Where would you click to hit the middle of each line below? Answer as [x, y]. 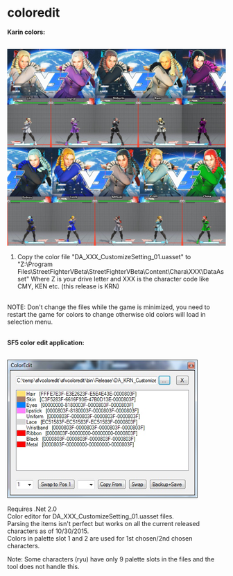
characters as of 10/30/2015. [48, 531]
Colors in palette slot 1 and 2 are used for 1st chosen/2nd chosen [100, 539]
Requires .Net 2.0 [32, 509]
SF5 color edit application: [46, 343]
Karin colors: [26, 32]
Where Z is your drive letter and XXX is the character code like [120, 279]
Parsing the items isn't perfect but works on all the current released [103, 524]
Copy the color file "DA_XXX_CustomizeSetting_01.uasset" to [104, 257]
